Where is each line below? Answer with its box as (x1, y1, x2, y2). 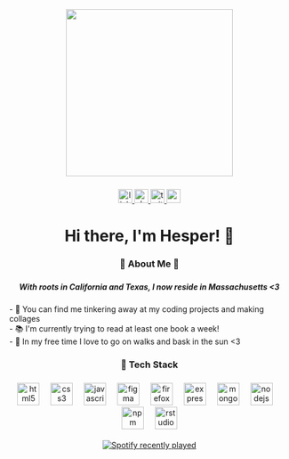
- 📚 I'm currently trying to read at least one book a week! (9, 324, 220, 334)
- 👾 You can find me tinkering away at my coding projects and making (9, 304, 265, 315)
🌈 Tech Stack (120, 358, 179, 371)
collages (9, 314, 41, 324)
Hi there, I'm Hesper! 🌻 (64, 226, 235, 246)
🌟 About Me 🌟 (119, 258, 180, 270)
